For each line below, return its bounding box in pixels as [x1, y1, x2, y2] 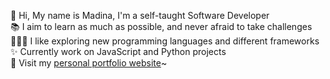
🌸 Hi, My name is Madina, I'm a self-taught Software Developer [10, 10, 270, 21]
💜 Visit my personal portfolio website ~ [10, 57, 168, 69]
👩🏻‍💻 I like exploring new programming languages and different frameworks [10, 35, 320, 47]
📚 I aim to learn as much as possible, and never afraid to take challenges [10, 21, 313, 32]
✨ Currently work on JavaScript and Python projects [10, 46, 227, 57]
